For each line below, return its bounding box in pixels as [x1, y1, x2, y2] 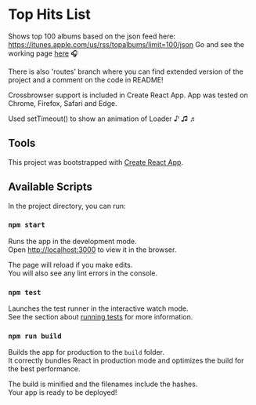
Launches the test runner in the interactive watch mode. [8, 304, 189, 313]
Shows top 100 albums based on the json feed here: [8, 31, 176, 41]
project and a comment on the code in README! [8, 75, 164, 84]
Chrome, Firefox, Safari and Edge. [8, 98, 117, 108]
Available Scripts [8, 181, 92, 194]
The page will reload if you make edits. [8, 260, 133, 269]
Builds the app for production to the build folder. [8, 348, 165, 357]
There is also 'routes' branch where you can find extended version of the [8, 67, 244, 76]
